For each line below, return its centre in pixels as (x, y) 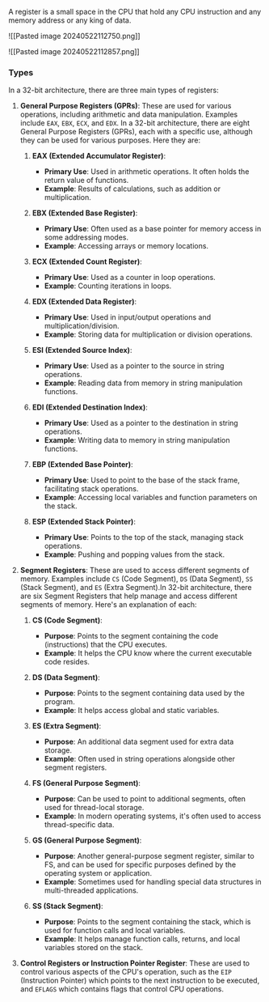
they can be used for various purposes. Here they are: (110, 140)
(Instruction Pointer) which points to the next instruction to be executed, (140, 981)
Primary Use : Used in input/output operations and (128, 317)
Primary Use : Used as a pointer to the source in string (134, 366)
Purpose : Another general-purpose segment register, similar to (149, 856)
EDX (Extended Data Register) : (84, 302)
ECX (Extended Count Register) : (87, 261)
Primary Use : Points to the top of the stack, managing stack (144, 537)
